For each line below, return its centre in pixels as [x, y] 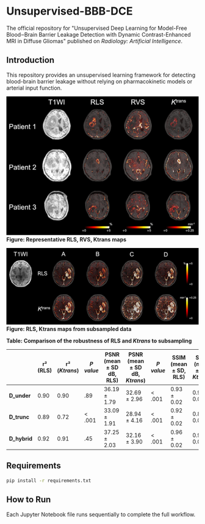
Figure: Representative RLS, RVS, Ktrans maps [67, 239]
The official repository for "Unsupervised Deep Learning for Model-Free [97, 28]
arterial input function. [34, 88]
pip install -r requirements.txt [49, 480]
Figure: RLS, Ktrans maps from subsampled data [69, 329]
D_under [20, 396]
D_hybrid [20, 438]
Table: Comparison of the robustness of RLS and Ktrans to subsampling [99, 341]
